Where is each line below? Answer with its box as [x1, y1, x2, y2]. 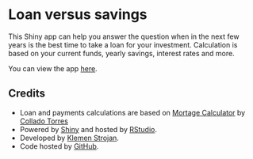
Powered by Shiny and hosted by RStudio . [19, 124, 157, 134]
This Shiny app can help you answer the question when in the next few [8, 32, 240, 41]
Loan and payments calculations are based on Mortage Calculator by [19, 108, 246, 117]
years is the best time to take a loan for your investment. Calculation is [8, 40, 238, 49]
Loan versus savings [8, 6, 148, 24]
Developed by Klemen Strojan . [19, 133, 119, 142]
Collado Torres [19, 116, 69, 126]
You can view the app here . [8, 63, 98, 73]
